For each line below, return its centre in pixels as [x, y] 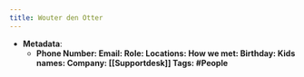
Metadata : [42, 43]
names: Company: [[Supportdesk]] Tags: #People [132, 63]
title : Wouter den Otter [56, 18]
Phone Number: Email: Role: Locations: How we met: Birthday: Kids [166, 53]
